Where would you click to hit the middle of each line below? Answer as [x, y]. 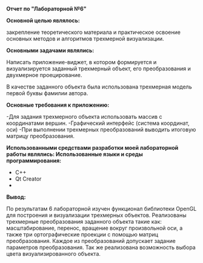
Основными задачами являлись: [50, 50]
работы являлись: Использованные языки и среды [75, 154]
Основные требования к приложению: [58, 105]
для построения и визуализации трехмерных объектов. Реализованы [96, 215]
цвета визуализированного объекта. [54, 254]
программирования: [34, 161]
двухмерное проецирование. [44, 75]
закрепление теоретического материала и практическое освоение [93, 32]
